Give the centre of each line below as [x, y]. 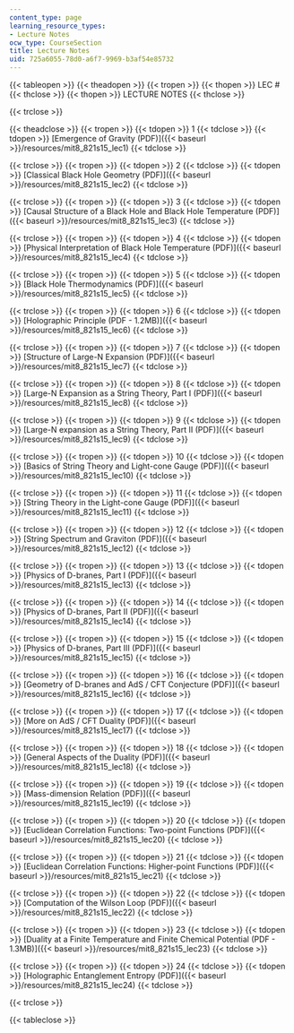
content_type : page [46, 17]
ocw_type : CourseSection [56, 43]
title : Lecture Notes [50, 51]
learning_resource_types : [57, 26]
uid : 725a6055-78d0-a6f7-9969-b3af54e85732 [92, 59]
